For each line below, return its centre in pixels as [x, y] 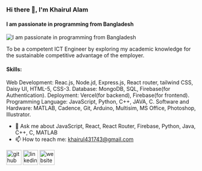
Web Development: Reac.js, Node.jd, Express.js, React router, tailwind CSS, [100, 82]
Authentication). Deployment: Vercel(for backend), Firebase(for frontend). [98, 95]
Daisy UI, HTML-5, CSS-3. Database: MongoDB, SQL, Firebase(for [88, 89]
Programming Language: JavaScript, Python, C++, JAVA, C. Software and [98, 102]
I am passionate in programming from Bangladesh [70, 24]
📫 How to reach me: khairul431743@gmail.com [74, 139]
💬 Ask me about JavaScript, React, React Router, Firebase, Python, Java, [105, 126]
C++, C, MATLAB [36, 132]
